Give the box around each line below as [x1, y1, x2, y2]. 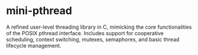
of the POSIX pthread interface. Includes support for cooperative [6, 29, 164, 36]
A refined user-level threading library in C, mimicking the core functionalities [6, 23, 192, 30]
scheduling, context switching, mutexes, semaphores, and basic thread [6, 36, 180, 43]
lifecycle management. [6, 42, 61, 49]
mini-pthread [6, 4, 73, 18]
